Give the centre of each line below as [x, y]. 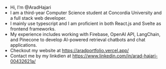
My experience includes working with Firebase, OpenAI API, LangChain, [85, 34]
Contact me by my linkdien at [41, 56]
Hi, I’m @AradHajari [31, 7]
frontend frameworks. [33, 29]
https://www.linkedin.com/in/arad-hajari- [115, 56]
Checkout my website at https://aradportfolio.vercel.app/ [70, 50]
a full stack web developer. [38, 18]
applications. [23, 45]
